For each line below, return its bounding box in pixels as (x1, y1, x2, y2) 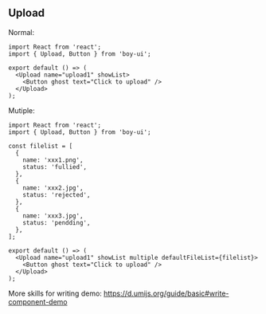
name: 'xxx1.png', (22, 155, 84, 164)
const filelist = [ (8, 142, 73, 150)
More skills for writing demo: (8, 288, 102, 298)
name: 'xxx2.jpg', (22, 183, 84, 192)
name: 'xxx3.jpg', (22, 211, 84, 220)
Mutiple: (8, 105, 36, 115)
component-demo (8, 296, 68, 306)
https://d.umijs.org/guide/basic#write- (103, 288, 229, 298)
